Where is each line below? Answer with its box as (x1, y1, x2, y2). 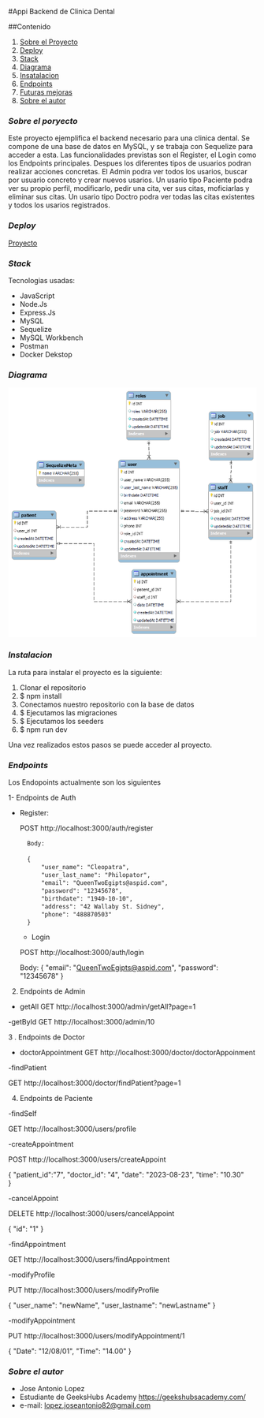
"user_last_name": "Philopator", (40, 871, 151, 879)
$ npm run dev (19, 725, 68, 734)
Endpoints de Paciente (19, 1093, 93, 1103)
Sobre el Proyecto (19, 37, 79, 47)
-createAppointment (8, 1139, 74, 1148)
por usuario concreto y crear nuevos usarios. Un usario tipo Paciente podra (8, 175, 253, 185)
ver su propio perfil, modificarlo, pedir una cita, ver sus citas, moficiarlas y (8, 184, 250, 193)
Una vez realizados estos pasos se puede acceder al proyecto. (8, 740, 213, 749)
